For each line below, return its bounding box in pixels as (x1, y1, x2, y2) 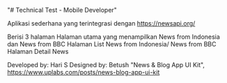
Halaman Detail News (7, 48, 69, 55)
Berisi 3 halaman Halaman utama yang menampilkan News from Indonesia (7, 33, 221, 41)
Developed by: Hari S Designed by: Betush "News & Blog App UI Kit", (7, 61, 205, 68)
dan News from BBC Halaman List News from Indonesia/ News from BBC (7, 40, 217, 48)
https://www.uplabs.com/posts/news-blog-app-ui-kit (7, 68, 160, 76)
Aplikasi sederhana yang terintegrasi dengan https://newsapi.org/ (7, 19, 196, 27)
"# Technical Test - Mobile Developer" (7, 6, 117, 14)
